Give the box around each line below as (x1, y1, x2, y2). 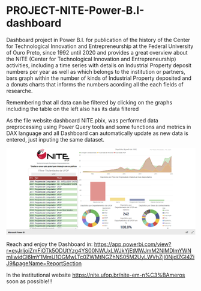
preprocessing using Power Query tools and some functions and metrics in (6, 123, 191, 130)
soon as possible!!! (6, 277, 53, 285)
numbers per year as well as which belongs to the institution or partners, (6, 68, 186, 75)
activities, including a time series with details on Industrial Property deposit (6, 61, 192, 69)
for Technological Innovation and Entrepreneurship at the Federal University (6, 43, 194, 50)
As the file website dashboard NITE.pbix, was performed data (6, 116, 159, 124)
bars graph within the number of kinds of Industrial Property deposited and (6, 74, 192, 82)
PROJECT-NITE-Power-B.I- (6, 4, 145, 17)
